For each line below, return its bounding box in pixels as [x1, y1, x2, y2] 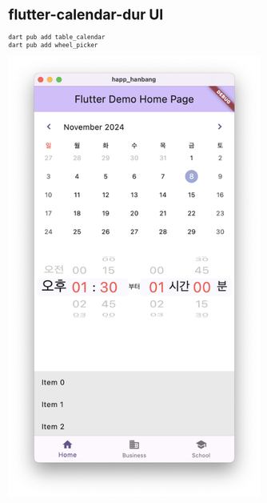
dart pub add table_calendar [8, 33, 106, 41]
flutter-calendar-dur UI [8, 6, 164, 24]
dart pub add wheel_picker [8, 41, 98, 49]
